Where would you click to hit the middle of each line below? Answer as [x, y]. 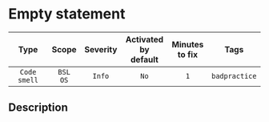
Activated [145, 39]
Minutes [188, 44]
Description [38, 108]
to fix [188, 55]
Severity [101, 49]
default [145, 59]
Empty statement [67, 14]
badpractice [234, 76]
